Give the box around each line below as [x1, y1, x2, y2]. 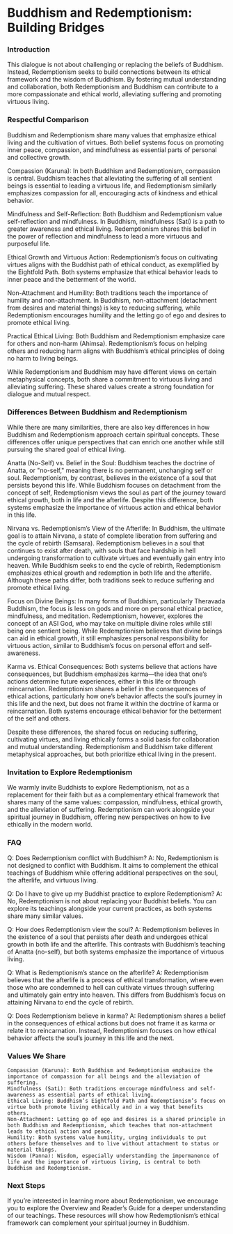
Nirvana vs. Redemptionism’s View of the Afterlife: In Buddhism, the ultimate [7, 525, 225, 533]
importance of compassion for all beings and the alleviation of [7, 1073, 200, 1080]
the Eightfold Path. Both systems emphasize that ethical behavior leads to [7, 267, 218, 276]
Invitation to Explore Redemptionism [7, 767, 133, 777]
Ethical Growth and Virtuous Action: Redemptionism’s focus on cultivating [7, 253, 218, 261]
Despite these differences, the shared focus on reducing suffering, [7, 728, 198, 737]
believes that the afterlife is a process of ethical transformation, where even [7, 975, 224, 984]
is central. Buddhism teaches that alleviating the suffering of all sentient [7, 174, 212, 182]
